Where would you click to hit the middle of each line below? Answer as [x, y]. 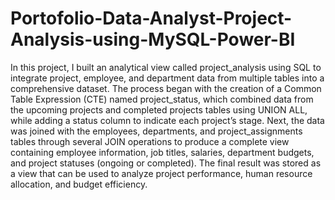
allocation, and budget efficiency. [79, 184]
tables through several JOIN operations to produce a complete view [150, 141]
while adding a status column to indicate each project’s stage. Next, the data [167, 120]
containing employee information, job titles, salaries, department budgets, [162, 152]
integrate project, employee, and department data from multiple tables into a [167, 78]
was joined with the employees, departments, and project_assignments [156, 131]
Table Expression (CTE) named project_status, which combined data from [162, 99]
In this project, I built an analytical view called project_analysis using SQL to [166, 67]
